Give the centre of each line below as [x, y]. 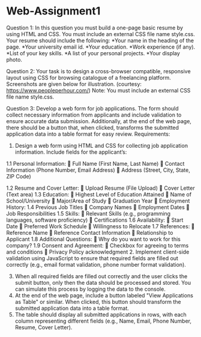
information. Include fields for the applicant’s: [71, 152]
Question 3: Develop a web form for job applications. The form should [92, 108]
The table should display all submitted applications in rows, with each [101, 314]
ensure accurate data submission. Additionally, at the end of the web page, [99, 121]
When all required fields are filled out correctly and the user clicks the [101, 276]
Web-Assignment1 [53, 11]
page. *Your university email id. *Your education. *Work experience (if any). [101, 47]
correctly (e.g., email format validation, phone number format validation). [96, 264]
